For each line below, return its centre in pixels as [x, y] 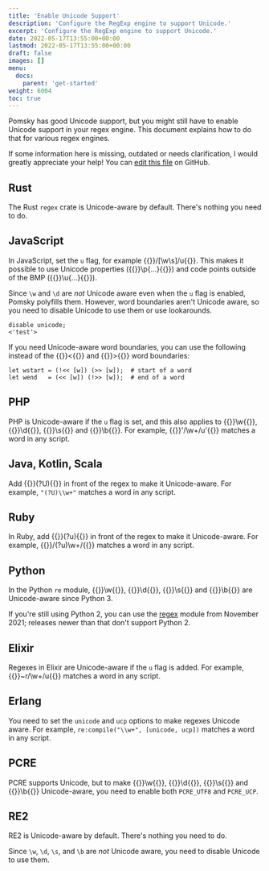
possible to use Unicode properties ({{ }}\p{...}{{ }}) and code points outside [132, 269]
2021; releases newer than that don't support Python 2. [100, 623]
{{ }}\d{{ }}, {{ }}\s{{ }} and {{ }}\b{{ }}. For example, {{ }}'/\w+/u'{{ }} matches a [132, 430]
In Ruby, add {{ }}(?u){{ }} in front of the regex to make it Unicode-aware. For [133, 537]
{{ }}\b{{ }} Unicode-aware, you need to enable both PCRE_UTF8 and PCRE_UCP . [133, 791]
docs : [25, 76]
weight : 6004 [30, 91]
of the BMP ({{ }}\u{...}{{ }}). [53, 277]
